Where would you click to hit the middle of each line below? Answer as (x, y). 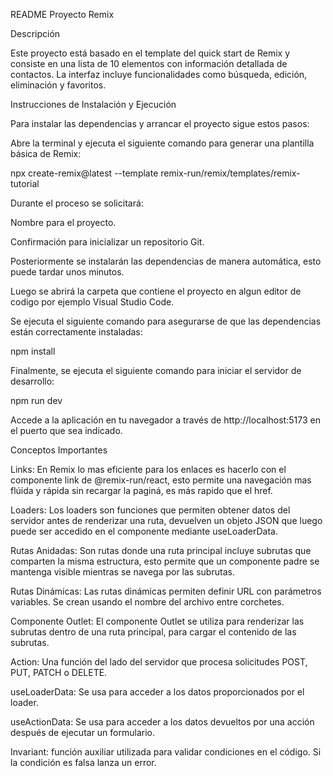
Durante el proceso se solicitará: (77, 203)
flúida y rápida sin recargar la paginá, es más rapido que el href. (141, 490)
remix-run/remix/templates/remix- (230, 173)
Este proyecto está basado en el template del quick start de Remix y (150, 53)
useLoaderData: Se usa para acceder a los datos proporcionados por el (157, 692)
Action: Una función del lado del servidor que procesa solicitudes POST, (159, 662)
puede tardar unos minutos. (67, 272)
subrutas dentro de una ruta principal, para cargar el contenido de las (153, 632)
